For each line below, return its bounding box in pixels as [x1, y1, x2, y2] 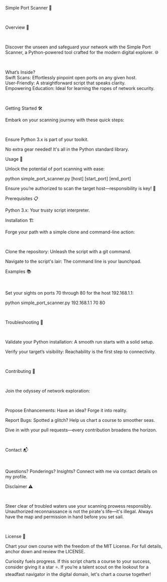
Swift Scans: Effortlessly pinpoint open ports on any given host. [5, 75, 137, 80]
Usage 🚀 [5, 156, 23, 162]
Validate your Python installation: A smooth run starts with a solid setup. [5, 339, 154, 345]
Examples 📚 [5, 268, 32, 274]
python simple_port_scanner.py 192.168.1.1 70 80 [5, 300, 106, 306]
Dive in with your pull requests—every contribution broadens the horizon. [5, 427, 157, 433]
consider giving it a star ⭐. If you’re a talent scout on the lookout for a [5, 564, 149, 570]
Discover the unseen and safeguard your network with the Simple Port [5, 44, 151, 50]
